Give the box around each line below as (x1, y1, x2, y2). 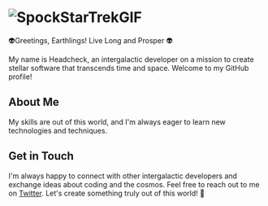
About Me (8, 95, 59, 109)
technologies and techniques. (8, 125, 108, 135)
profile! (8, 72, 32, 81)
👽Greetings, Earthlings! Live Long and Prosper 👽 (8, 35, 173, 45)
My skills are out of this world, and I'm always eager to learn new (8, 116, 226, 126)
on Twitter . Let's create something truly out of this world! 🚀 (8, 188, 205, 198)
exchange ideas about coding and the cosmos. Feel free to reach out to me (8, 179, 260, 189)
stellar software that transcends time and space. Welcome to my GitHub (8, 63, 249, 72)
